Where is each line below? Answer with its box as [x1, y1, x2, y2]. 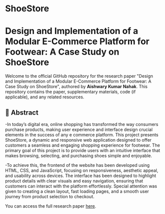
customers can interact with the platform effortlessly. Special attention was [5, 183, 158, 189]
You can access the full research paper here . [5, 203, 97, 209]
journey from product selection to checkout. [5, 193, 95, 199]
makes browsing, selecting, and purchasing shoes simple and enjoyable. [5, 153, 153, 158]
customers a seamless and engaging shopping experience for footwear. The [5, 142, 160, 148]
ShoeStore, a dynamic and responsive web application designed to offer [5, 137, 152, 143]
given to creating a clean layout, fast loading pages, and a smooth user [5, 188, 149, 194]
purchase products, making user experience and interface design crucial [5, 126, 153, 132]
